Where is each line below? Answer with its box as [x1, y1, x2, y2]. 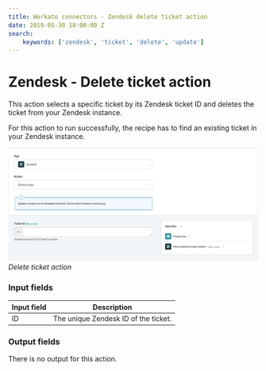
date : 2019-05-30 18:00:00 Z [8, 21, 105, 29]
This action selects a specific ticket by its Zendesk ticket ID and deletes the [8, 99, 255, 109]
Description [92, 302, 133, 311]
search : [8, 29, 34, 37]
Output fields [8, 336, 60, 347]
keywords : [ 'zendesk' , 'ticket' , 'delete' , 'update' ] [22, 38, 204, 46]
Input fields [8, 282, 53, 293]
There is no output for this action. [8, 354, 118, 363]
